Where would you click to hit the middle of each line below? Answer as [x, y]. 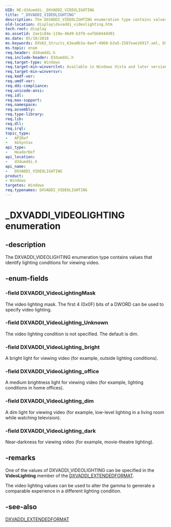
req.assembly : [20, 110]
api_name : [16, 166]
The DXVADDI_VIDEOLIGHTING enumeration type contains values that [79, 257]
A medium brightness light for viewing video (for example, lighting [74, 382]
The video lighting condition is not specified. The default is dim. [72, 334]
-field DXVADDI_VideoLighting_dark [51, 431]
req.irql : [16, 128]
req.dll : [15, 124]
